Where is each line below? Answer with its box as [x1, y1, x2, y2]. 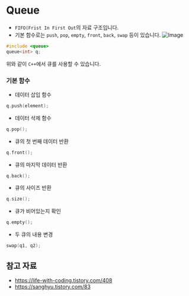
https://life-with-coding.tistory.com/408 [14, 276, 113, 284]
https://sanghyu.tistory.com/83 [14, 283, 91, 290]
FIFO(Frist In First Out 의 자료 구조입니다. [14, 24, 119, 31]
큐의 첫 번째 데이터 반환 [14, 138, 69, 145]
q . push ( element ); [6, 103, 49, 109]
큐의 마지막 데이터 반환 [14, 161, 68, 168]
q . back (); [6, 173, 31, 179]
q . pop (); [6, 126, 28, 132]
